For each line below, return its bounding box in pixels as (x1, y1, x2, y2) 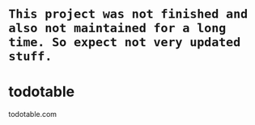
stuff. (8, 49, 53, 65)
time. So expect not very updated (8, 35, 241, 50)
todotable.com (8, 110, 57, 119)
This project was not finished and (8, 6, 249, 22)
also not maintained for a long (8, 21, 227, 36)
